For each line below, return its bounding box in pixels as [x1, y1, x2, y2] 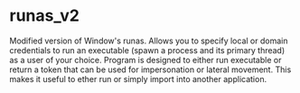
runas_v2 [9, 5, 80, 26]
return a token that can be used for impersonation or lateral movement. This [9, 64, 292, 75]
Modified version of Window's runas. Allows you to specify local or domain [9, 35, 288, 46]
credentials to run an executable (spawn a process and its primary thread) [9, 44, 286, 55]
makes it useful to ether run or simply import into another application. [9, 73, 267, 84]
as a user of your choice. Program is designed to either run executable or [9, 54, 282, 65]
